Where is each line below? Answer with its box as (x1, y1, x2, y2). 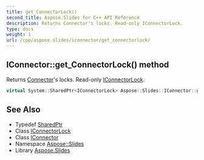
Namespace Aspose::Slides (15, 140, 84, 147)
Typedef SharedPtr (15, 120, 63, 128)
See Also (6, 105, 41, 115)
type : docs (6, 26, 34, 32)
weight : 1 (6, 32, 32, 38)
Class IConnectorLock (15, 127, 71, 134)
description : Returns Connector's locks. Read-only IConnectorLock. (6, 20, 183, 26)
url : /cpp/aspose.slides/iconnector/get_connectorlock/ (6, 37, 151, 43)
